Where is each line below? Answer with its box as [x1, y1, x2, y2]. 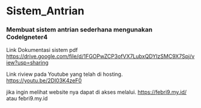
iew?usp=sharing [6, 59, 49, 66]
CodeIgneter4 [6, 33, 48, 41]
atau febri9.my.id [6, 95, 48, 102]
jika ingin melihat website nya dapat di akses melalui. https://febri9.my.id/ [6, 88, 187, 96]
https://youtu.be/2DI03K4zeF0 [6, 77, 82, 84]
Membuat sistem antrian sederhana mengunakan [6, 26, 153, 34]
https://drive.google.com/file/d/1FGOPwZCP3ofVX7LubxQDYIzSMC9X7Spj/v [6, 53, 195, 60]
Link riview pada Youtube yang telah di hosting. [6, 70, 123, 78]
